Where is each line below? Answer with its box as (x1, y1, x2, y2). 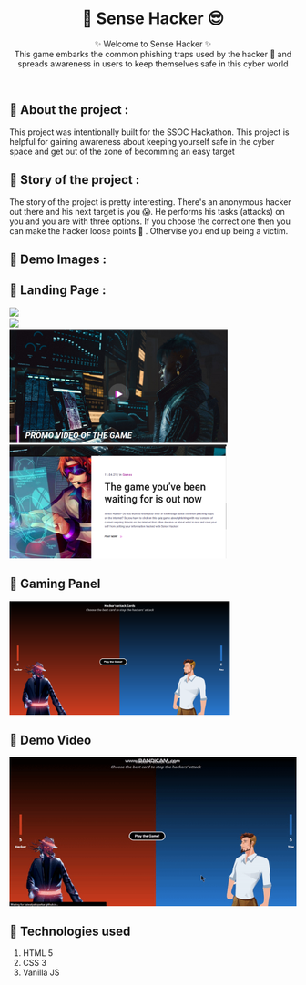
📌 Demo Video (9, 732, 92, 747)
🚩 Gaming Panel (9, 576, 101, 592)
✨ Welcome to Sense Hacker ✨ (94, 38, 212, 49)
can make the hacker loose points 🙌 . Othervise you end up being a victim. (9, 225, 289, 236)
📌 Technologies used (9, 924, 131, 939)
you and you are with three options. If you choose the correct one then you (9, 216, 291, 227)
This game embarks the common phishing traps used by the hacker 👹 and (14, 48, 292, 59)
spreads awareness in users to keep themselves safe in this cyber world (17, 58, 289, 69)
